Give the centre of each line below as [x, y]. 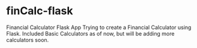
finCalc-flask [40, 11]
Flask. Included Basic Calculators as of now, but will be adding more [90, 33]
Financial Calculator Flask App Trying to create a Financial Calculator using [99, 27]
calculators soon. [28, 40]
